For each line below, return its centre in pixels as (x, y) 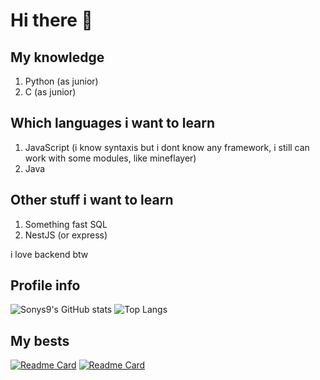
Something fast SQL (66, 224)
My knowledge (57, 57)
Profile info (45, 285)
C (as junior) (50, 92)
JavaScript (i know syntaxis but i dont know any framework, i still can (167, 147)
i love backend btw (49, 254)
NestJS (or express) (66, 235)
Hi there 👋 (51, 20)
